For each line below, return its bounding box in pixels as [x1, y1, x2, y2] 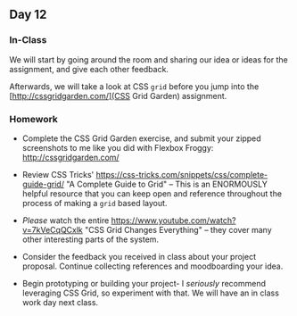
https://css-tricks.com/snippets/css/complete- [95, 169, 268, 179]
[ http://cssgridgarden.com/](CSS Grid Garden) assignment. [9, 90, 227, 101]
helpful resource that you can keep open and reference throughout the [21, 187, 283, 199]
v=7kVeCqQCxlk [21, 224, 83, 235]
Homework [9, 112, 58, 125]
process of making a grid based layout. [21, 197, 168, 208]
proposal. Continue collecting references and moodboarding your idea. [21, 261, 284, 271]
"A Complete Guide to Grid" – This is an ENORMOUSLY [66, 179, 268, 189]
